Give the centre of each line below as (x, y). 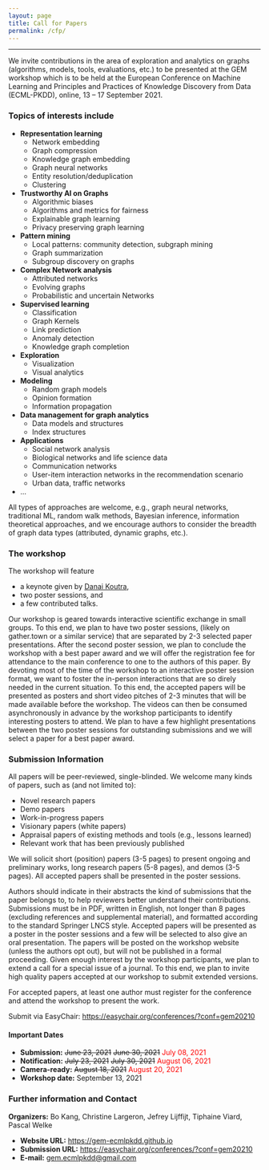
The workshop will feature (51, 571)
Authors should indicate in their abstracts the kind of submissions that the (130, 892)
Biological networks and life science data (100, 457)
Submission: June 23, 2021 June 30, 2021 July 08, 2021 (113, 1053)
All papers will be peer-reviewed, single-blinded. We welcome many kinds (130, 777)
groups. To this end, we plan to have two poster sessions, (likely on (119, 628)
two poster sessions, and (61, 595)
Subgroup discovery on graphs (83, 261)
